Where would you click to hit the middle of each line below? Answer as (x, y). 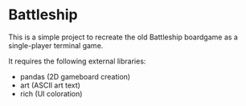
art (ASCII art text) (50, 85)
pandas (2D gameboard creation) (75, 76)
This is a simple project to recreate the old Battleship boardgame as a (123, 37)
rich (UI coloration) (51, 93)
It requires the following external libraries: (77, 61)
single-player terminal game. (56, 45)
